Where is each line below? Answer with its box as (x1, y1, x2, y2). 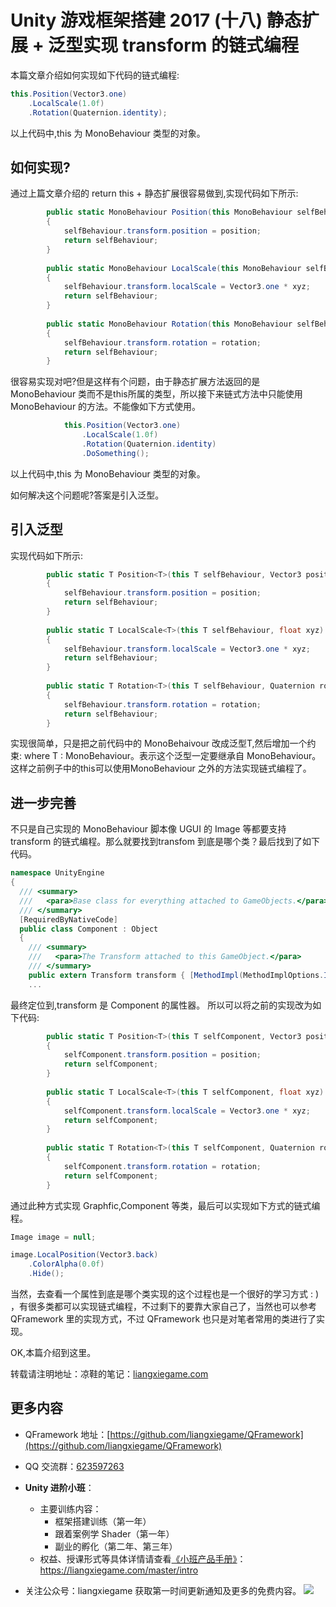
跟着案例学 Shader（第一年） (54, 1527, 175, 1540)
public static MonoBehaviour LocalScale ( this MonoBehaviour (46, 263, 302, 273)
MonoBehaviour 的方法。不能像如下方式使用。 (10, 401, 202, 413)
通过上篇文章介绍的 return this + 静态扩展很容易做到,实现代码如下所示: (10, 187, 299, 200)
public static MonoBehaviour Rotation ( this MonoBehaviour (46, 319, 293, 329)
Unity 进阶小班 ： (24, 1481, 95, 1493)
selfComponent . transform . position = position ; (63, 1050, 262, 1060)
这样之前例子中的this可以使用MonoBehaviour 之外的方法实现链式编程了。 (10, 762, 312, 775)
